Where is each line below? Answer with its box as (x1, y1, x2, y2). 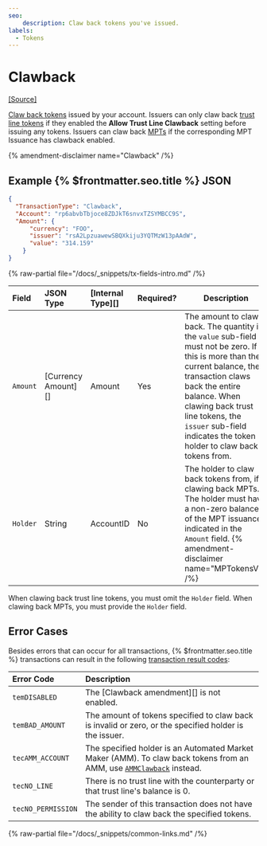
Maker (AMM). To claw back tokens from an (84, 752, 249, 763)
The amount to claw (184, 311, 259, 322)
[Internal (90, 288, 124, 299)
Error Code (12, 673, 55, 684)
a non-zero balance (184, 503, 260, 514)
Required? (137, 292, 177, 304)
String (44, 518, 68, 529)
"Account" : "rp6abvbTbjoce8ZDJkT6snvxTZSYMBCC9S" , (15, 210, 187, 217)
